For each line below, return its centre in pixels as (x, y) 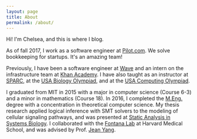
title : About (22, 17)
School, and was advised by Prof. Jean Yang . (61, 130)
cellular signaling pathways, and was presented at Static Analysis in (88, 117)
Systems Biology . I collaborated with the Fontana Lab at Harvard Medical (94, 124)
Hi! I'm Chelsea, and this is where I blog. (55, 39)
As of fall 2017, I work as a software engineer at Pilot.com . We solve (88, 51)
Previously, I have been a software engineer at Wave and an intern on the (95, 68)
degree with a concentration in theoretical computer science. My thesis (93, 105)
